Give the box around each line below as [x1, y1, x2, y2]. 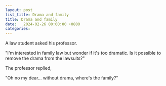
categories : [5, 26, 30, 31]
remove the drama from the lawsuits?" [5, 55, 85, 61]
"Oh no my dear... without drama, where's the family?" [5, 75, 118, 81]
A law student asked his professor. [5, 40, 77, 46]
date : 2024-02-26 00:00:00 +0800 [5, 21, 80, 27]
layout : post [5, 7, 33, 13]
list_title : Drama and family [5, 12, 69, 17]
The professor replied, [5, 65, 52, 71]
